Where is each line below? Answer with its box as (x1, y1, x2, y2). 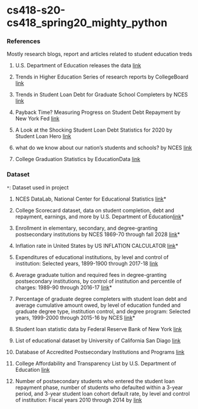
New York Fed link (15, 115, 60, 122)
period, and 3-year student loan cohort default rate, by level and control (15, 390, 190, 397)
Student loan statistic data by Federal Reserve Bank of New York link (15, 325, 182, 332)
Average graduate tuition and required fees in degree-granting (15, 271, 167, 278)
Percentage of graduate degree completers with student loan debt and (15, 295, 187, 302)
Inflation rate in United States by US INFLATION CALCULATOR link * (15, 242, 179, 249)
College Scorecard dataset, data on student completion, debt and (15, 207, 174, 214)
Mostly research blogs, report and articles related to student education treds (6, 51, 193, 58)
